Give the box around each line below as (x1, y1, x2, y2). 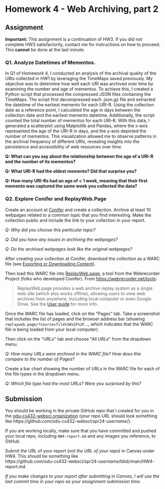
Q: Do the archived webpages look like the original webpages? (5, 246, 132, 252)
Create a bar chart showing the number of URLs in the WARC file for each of (5, 365, 160, 371)
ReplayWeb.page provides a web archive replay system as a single (17, 285, 153, 291)
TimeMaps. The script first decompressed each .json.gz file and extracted (5, 96, 156, 102)
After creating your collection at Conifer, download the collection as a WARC (5, 256, 160, 262)
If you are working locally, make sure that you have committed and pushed (5, 428, 157, 434)
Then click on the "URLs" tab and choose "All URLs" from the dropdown (5, 336, 151, 342)
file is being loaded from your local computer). (5, 326, 99, 332)
